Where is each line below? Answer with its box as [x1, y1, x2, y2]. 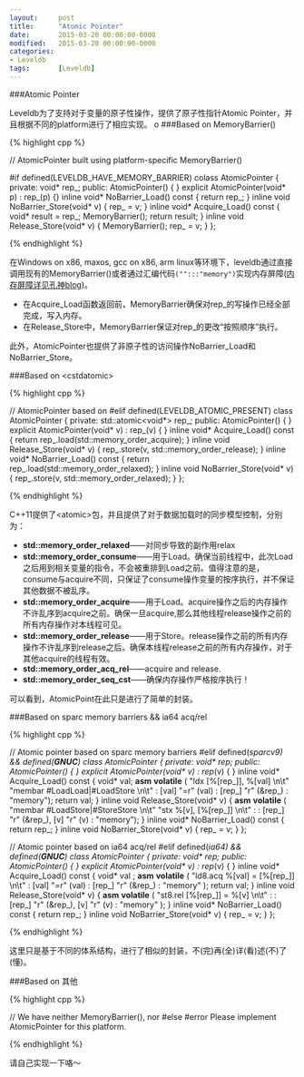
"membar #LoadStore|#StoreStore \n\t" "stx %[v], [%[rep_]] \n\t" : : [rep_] [9, 804, 285, 815]
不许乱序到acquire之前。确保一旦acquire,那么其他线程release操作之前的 [22, 607, 292, 618]
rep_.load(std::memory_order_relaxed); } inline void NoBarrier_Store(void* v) [9, 463, 294, 474]
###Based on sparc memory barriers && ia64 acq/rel [9, 711, 208, 722]
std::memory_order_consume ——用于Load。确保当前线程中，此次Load [22, 551, 293, 562]
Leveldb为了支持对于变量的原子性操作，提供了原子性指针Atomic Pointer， [9, 107, 285, 118]
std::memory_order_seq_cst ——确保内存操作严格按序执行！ [22, 673, 250, 685]
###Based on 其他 [9, 975, 79, 986]
